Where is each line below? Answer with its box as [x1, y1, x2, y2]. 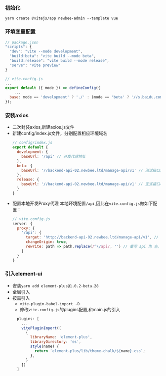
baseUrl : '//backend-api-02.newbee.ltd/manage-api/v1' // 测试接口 [21, 168, 160, 173]
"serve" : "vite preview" [9, 63, 61, 68]
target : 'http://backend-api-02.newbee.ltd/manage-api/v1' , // [25, 235, 159, 240]
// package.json [5, 40, 39, 45]
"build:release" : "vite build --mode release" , [9, 58, 110, 63]
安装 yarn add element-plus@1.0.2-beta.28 [12, 282, 99, 288]
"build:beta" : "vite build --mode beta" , [9, 53, 96, 59]
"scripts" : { [5, 45, 32, 49]
